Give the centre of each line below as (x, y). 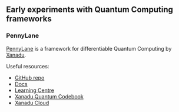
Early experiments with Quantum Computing (90, 10)
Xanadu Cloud (32, 103)
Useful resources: (28, 66)
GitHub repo (29, 78)
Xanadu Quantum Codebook (49, 96)
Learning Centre (34, 90)
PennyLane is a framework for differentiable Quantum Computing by (89, 48)
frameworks (29, 19)
